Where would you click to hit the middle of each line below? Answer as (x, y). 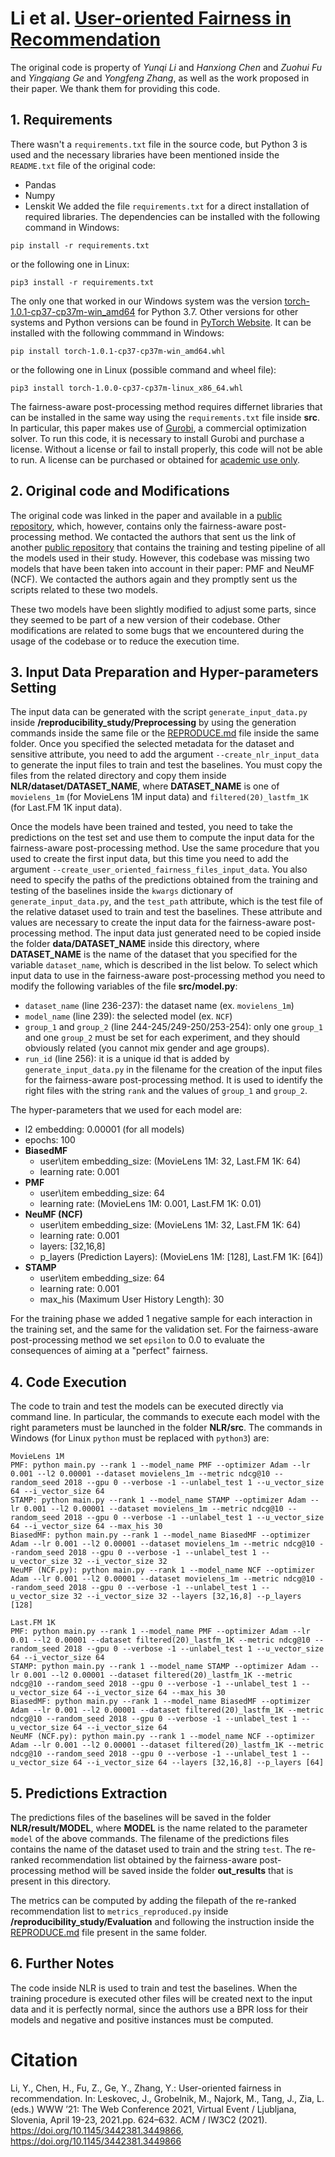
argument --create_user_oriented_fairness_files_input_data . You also (159, 869)
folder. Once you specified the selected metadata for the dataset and (152, 744)
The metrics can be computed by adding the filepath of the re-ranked (153, 1900)
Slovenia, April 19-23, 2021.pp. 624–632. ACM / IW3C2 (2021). (139, 2119)
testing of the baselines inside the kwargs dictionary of (122, 891)
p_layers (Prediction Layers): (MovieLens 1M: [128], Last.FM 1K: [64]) (181, 1257)
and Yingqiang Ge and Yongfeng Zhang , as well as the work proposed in (160, 78)
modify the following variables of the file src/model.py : (124, 986)
